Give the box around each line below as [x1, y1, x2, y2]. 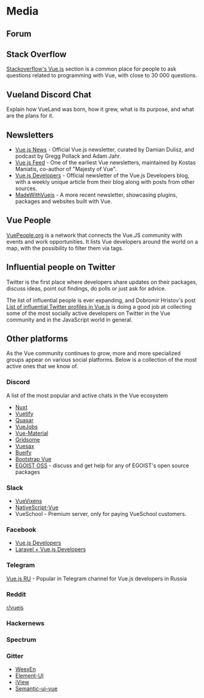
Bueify [15, 449, 32, 456]
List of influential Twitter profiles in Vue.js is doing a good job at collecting [6, 303, 192, 310]
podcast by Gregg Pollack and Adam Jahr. [15, 152, 122, 160]
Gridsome [15, 435, 40, 443]
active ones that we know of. [6, 362, 79, 370]
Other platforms [6, 334, 68, 344]
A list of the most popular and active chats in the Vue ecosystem [6, 392, 169, 399]
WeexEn [15, 666, 37, 673]
